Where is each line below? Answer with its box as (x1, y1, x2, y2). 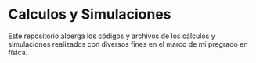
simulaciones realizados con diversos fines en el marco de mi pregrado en (8, 39, 248, 48)
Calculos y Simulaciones (8, 5, 171, 23)
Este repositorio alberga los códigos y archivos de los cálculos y (8, 31, 215, 40)
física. (8, 47, 28, 57)
